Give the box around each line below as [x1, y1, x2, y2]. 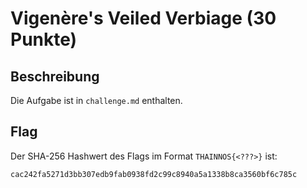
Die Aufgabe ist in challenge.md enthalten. [10, 95, 183, 106]
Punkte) [10, 28, 78, 51]
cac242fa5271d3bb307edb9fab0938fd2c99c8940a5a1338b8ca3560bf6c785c [10, 169, 298, 179]
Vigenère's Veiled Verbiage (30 [10, 7, 277, 30]
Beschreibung [10, 68, 100, 85]
